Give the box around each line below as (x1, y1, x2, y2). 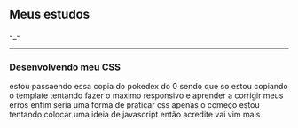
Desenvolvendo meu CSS (9, 61, 122, 73)
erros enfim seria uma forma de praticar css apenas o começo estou (9, 100, 260, 110)
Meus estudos (9, 7, 90, 22)
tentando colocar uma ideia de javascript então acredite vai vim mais (9, 109, 261, 120)
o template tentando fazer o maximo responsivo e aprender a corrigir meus (9, 90, 284, 101)
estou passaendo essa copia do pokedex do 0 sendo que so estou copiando (9, 81, 288, 92)
